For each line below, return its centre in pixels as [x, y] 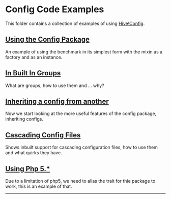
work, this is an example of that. [39, 186]
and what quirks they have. [34, 153]
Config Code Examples [55, 9]
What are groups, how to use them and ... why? [55, 86]
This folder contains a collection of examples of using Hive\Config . [75, 23]
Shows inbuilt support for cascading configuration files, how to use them [81, 147]
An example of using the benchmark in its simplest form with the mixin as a [84, 51]
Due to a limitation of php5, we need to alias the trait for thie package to [80, 181]
